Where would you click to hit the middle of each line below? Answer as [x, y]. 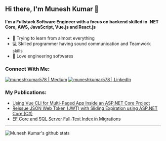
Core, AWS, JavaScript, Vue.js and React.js [51, 27]
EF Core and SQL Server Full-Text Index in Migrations [66, 119]
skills [18, 50]
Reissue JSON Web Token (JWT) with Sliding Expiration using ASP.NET [85, 108]
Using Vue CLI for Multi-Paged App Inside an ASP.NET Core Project [81, 103]
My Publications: [26, 92]
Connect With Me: [27, 69]
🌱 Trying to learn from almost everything [53, 38]
